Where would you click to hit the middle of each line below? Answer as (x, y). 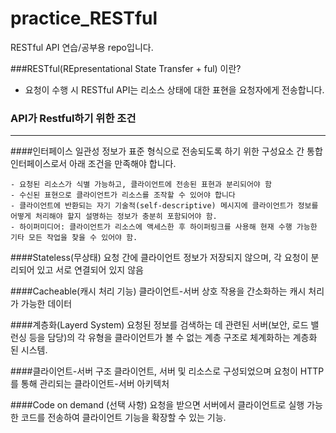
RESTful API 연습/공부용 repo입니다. (82, 47)
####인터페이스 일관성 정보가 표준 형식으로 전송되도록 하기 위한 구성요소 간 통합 (166, 151)
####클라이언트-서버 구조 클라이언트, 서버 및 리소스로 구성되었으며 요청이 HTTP (167, 371)
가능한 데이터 (46, 304)
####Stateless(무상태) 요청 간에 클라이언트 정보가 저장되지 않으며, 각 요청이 (159, 258)
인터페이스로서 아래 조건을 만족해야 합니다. (93, 164)
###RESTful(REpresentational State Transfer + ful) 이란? (126, 68)
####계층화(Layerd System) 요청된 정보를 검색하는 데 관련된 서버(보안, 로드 (159, 325)
